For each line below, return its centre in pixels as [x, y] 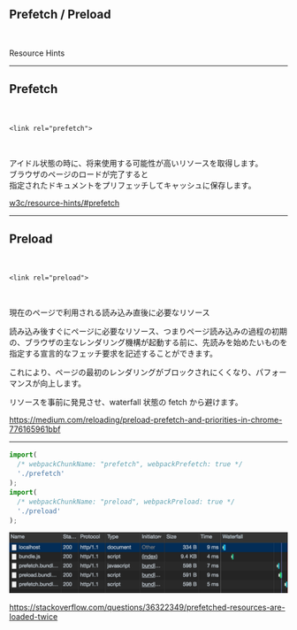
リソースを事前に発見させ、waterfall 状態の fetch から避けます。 [126, 403]
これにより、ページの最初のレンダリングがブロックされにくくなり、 [133, 373]
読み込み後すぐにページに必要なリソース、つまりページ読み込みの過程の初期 [148, 332]
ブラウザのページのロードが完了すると [79, 174]
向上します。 [63, 383]
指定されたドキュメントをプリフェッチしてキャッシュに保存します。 [133, 185]
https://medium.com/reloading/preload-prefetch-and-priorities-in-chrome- [146, 420]
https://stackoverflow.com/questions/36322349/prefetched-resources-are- [147, 607]
